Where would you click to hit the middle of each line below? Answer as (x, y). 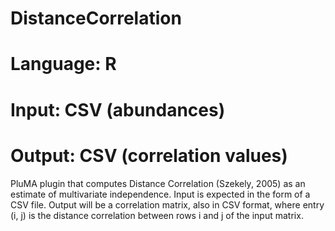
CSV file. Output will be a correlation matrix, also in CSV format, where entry (167, 204)
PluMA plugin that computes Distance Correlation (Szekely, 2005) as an (158, 183)
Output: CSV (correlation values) (149, 155)
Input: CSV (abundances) (118, 109)
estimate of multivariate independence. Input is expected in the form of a (160, 194)
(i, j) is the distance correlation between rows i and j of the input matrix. (157, 215)
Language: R (63, 64)
